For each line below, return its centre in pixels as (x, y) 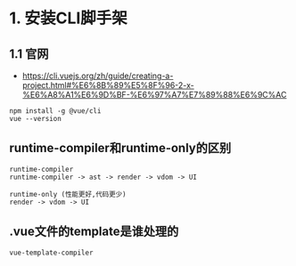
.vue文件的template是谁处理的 (94, 232)
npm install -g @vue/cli (55, 111)
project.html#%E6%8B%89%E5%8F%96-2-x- (108, 85)
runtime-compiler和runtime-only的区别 (120, 148)
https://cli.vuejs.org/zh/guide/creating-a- (98, 76)
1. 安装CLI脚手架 (68, 18)
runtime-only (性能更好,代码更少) (68, 194)
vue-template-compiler (51, 253)
